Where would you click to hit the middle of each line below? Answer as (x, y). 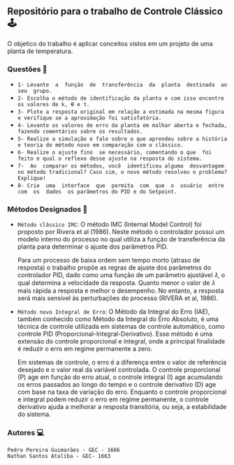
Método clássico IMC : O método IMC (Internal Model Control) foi (109, 224)
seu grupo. (35, 91)
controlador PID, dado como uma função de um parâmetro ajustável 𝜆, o (121, 275)
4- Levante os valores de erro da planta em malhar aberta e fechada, (122, 126)
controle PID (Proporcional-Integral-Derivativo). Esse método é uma (115, 334)
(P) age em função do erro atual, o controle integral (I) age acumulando (120, 377)
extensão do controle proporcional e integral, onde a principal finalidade (121, 341)
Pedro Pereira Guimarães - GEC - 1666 (64, 450)
